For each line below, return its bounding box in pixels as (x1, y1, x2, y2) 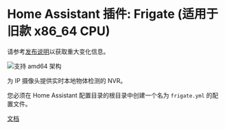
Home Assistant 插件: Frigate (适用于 (7, 6, 218, 22)
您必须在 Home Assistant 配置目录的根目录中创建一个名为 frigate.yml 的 (7, 91, 213, 99)
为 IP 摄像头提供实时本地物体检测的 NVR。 (7, 76, 127, 84)
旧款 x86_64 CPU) (7, 23, 110, 39)
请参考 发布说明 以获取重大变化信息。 (7, 47, 110, 56)
